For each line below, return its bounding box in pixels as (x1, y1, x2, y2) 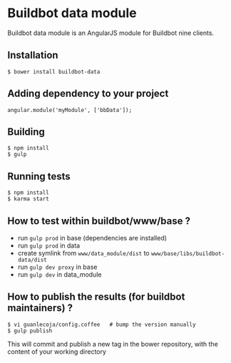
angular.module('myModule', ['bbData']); (7, 106, 133, 113)
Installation (7, 49, 58, 61)
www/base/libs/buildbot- (150, 250, 225, 257)
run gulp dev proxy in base (17, 262, 98, 271)
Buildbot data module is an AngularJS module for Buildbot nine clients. (7, 29, 215, 37)
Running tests (7, 170, 71, 183)
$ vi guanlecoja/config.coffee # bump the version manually (7, 321, 196, 328)
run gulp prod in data (17, 241, 81, 250)
